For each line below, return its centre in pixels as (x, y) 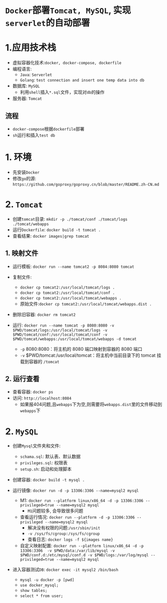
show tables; (34, 591)
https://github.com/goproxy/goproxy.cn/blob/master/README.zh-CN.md (86, 184)
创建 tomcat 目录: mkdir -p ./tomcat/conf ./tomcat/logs (70, 219)
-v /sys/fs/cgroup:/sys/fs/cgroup (64, 534)
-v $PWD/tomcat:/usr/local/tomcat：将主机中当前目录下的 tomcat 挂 (91, 355)
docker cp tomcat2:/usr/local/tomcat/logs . (67, 287)
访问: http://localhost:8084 (42, 398)
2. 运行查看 (22, 379)
